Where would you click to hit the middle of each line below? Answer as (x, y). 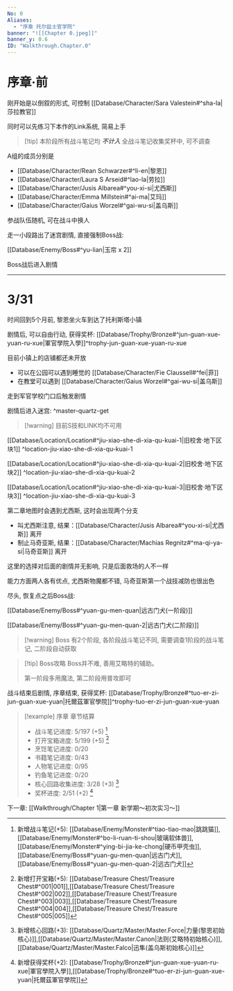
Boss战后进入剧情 (33, 264)
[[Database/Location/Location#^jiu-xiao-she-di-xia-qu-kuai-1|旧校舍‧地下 (112, 440)
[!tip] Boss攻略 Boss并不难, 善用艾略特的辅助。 (91, 663)
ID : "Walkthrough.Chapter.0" (49, 46)
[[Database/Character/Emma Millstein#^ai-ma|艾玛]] (92, 197)
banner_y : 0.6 (28, 40)
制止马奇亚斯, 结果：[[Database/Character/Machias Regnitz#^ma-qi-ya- (120, 542)
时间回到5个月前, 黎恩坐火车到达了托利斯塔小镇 (75, 319)
